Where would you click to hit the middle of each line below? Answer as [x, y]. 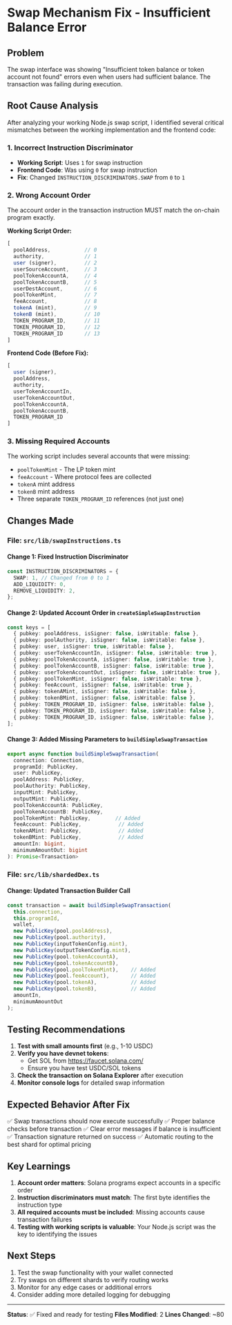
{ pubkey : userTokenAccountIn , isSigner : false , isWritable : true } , [115, 653]
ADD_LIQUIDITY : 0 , [40, 584]
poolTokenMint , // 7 [55, 295]
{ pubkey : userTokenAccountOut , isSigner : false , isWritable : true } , [117, 672]
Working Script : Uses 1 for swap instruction [80, 163]
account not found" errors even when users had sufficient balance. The [109, 77]
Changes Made [40, 520]
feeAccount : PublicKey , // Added [78, 824]
